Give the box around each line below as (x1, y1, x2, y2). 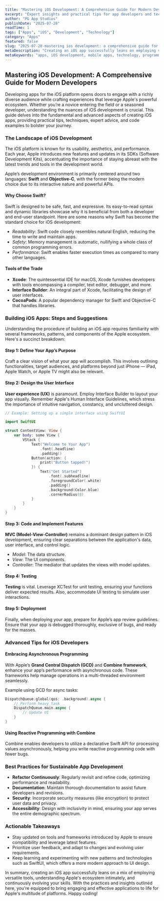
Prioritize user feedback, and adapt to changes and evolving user (12, 844, 144, 850)
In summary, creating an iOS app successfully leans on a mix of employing (5, 869, 155, 876)
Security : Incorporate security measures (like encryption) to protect (12, 795, 149, 801)
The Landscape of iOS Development (5, 135, 92, 142)
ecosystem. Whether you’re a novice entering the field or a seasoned (5, 102, 144, 108)
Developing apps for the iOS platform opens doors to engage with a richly (5, 91, 153, 97)
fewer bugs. (5, 751, 29, 757)
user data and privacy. (12, 800, 58, 806)
